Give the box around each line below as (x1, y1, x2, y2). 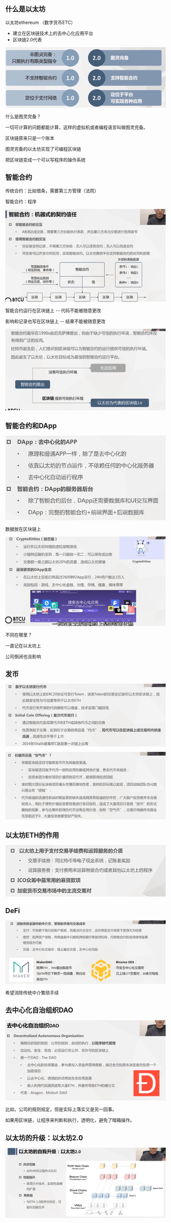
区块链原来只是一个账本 (5, 135, 54, 141)
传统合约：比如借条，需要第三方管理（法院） (5, 188, 99, 194)
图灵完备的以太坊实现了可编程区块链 (5, 146, 81, 152)
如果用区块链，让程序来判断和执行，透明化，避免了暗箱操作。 (5, 1117, 135, 1123)
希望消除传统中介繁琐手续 (5, 990, 59, 996)
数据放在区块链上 (5, 526, 41, 532)
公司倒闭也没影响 (5, 653, 41, 659)
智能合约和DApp (5, 422, 57, 430)
